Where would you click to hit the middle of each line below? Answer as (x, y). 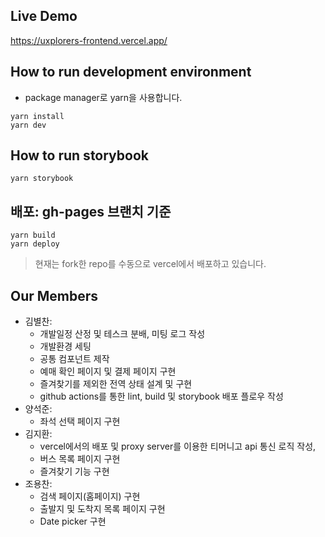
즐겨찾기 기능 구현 (74, 471)
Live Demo (44, 16)
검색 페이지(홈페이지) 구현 (90, 496)
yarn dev (28, 125)
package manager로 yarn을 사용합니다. (103, 97)
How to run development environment (131, 72)
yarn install (37, 116)
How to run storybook (79, 155)
